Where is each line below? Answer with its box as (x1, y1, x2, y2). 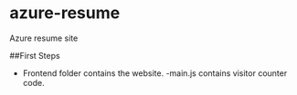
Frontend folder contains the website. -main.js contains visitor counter (22, 67, 288, 79)
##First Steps (9, 50, 61, 61)
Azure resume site (9, 33, 79, 43)
